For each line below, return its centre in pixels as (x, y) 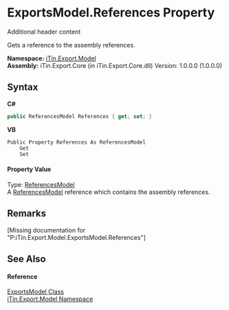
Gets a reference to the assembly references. (71, 45)
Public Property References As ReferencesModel (77, 142)
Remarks (27, 213)
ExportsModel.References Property (111, 13)
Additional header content (44, 32)
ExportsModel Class (35, 292)
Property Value (29, 169)
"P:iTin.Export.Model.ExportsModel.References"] (77, 237)
